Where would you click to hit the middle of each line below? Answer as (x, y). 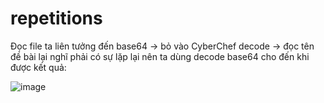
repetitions (56, 18)
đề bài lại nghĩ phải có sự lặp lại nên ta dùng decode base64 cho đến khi (160, 56)
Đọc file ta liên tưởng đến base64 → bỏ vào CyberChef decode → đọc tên (162, 46)
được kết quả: (38, 67)
